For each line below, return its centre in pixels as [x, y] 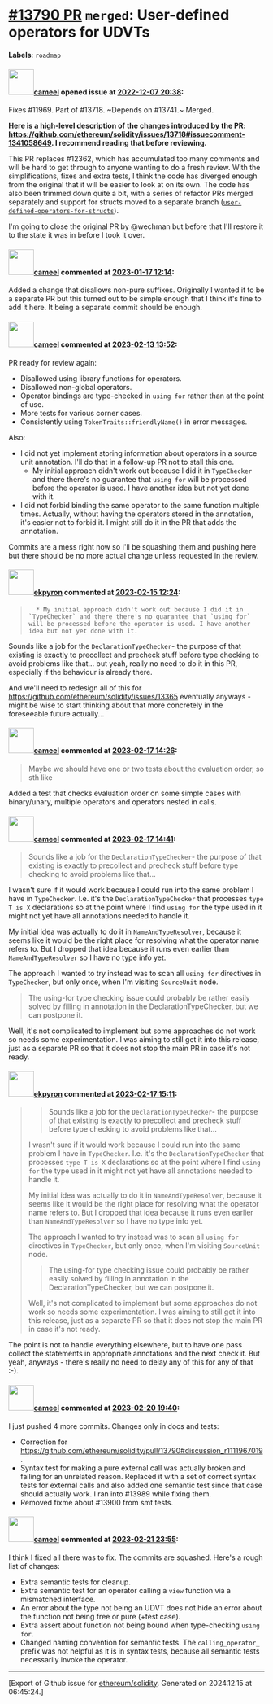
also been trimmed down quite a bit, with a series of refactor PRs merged [131, 194]
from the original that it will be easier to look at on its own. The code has [129, 185]
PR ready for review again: [53, 362]
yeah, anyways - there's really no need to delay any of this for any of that [131, 1362]
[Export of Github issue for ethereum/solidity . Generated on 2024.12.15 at [130, 1683]
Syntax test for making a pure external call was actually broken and [133, 1468]
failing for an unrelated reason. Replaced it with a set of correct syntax [138, 1476]
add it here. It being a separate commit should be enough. [106, 308]
